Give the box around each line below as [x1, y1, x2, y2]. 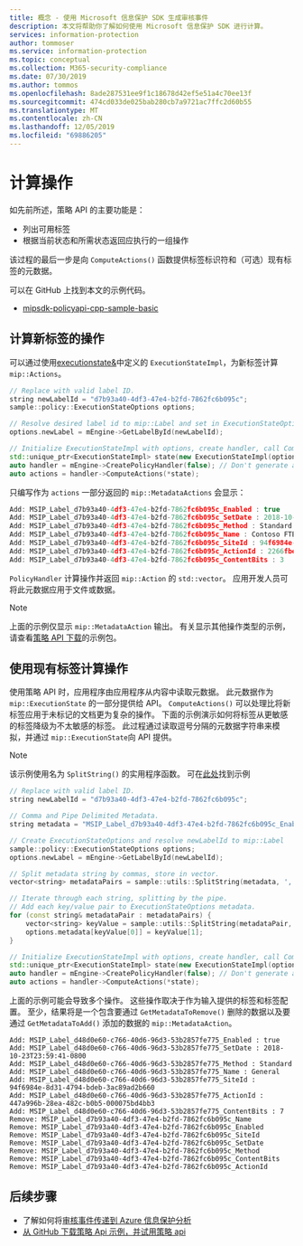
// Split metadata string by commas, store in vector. [9, 869, 220, 878]
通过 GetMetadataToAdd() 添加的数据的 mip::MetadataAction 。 [9, 1018, 237, 1029]
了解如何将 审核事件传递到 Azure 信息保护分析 [22, 1214, 192, 1225]
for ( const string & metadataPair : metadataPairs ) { [9, 911, 212, 920]
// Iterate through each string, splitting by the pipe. [9, 894, 228, 903]
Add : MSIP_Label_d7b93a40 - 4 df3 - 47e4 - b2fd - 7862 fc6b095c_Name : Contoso [9, 530, 280, 539]
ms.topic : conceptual [9, 55, 91, 64]
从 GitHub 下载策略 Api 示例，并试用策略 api [22, 1226, 187, 1237]
